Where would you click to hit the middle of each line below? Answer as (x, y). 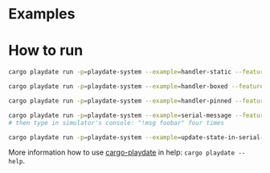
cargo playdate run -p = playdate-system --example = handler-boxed (118, 86)
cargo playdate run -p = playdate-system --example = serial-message (120, 115)
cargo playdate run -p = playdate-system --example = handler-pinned (120, 101)
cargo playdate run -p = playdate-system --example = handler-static (120, 72)
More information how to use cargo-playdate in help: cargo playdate (122, 152)
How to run (46, 51)
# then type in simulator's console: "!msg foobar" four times (117, 123)
